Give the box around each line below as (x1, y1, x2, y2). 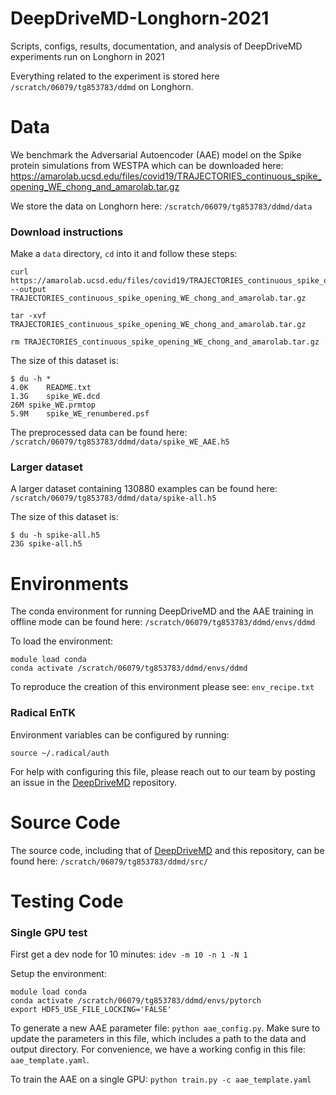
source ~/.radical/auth (10, 748, 110, 758)
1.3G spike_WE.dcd (10, 392, 101, 402)
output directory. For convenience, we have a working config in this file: (10, 1043, 306, 1056)
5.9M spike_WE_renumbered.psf (10, 409, 150, 419)
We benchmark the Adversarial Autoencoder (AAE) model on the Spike (10, 148, 302, 161)
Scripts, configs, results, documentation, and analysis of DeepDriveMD (10, 40, 303, 52)
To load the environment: (10, 635, 114, 647)
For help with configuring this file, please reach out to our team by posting (10, 765, 316, 777)
